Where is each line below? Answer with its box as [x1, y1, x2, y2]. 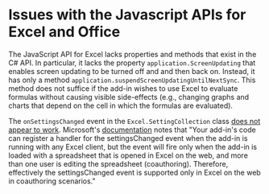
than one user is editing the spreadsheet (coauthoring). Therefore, [8, 159, 229, 168]
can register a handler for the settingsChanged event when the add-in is [8, 133, 248, 142]
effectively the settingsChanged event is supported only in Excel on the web [8, 167, 262, 177]
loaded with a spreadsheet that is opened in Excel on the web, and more [8, 151, 248, 160]
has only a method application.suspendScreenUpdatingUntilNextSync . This [8, 75, 256, 85]
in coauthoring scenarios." [8, 175, 96, 186]
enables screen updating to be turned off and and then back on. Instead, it [8, 66, 255, 76]
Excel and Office [8, 23, 121, 41]
